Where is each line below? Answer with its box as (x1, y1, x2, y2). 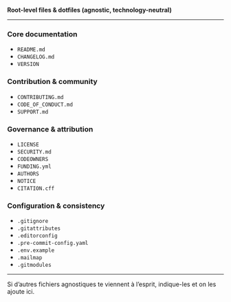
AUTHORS (16, 170, 39, 177)
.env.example (16, 247, 55, 254)
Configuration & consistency (7, 201, 105, 211)
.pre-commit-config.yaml (16, 240, 89, 247)
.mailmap (16, 255, 43, 261)
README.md (16, 46, 46, 54)
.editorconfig (16, 233, 58, 239)
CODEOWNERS (16, 155, 49, 162)
